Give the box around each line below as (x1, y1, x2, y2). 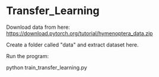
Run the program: (6, 52, 49, 59)
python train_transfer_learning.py (6, 63, 87, 71)
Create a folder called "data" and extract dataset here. (6, 41, 139, 48)
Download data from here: (6, 24, 70, 31)
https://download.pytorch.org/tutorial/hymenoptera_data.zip (6, 29, 153, 36)
